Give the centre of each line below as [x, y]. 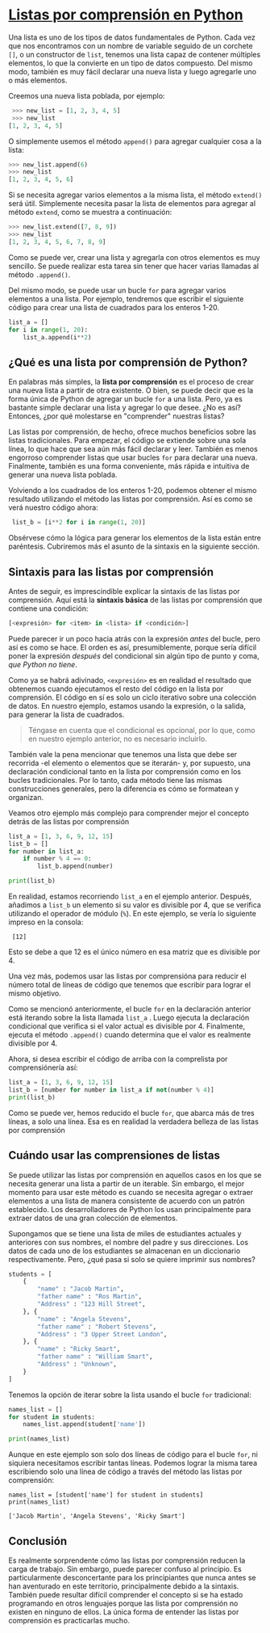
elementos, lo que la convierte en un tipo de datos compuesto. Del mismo [131, 63]
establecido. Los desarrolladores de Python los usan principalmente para [130, 1209]
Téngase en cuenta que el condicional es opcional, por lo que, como [141, 730]
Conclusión [38, 1541]
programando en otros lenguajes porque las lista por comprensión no [123, 1603]
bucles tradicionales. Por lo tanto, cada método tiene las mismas [116, 780]
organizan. [26, 797]
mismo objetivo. [35, 993]
